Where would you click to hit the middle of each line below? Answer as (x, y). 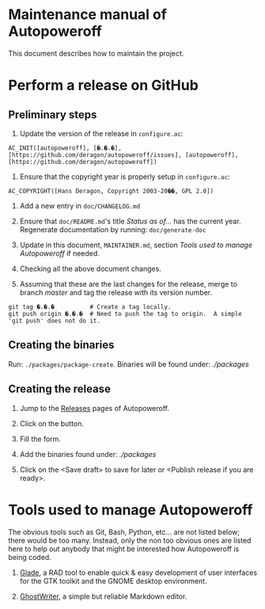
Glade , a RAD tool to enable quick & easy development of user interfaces (138, 573)
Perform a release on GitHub (104, 86)
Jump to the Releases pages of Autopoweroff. (95, 408)
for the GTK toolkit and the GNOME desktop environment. (113, 580)
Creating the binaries (61, 345)
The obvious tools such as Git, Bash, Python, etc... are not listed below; (124, 531)
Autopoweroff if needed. (60, 253)
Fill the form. (40, 439)
